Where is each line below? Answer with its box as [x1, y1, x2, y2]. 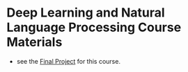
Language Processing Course [6, 19, 182, 35]
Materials [6, 35, 63, 50]
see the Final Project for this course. [16, 57, 121, 65]
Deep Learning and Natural [6, 5, 165, 21]
